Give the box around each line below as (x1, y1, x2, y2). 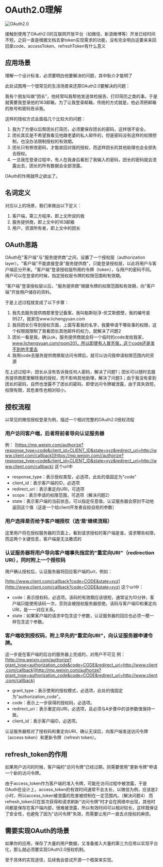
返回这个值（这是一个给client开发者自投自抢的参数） (12, 505, 117, 510)
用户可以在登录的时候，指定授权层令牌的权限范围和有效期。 (5, 273, 124, 279)
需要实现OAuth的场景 (5, 827, 69, 835)
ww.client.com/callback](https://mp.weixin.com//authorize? (5, 452, 124, 458)
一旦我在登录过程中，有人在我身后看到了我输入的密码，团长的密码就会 (12, 156, 153, 162)
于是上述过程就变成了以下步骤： (5, 300, 69, 305)
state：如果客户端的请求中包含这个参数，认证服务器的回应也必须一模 (12, 613, 150, 619)
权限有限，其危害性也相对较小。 (5, 387, 69, 393)
